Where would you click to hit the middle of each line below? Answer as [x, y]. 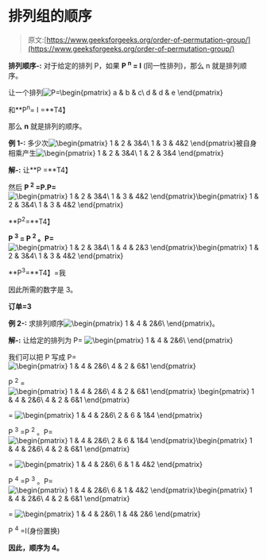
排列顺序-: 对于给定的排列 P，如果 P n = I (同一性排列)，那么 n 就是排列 [124, 64]
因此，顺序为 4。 [36, 547]
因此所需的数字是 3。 [43, 289]
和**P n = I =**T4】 [39, 109]
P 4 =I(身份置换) [34, 530]
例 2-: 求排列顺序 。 [114, 323]
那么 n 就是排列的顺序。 [47, 126]
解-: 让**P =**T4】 [41, 170]
